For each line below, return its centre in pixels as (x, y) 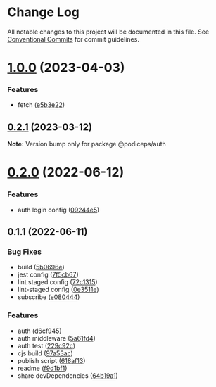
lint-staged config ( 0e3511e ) (58, 290)
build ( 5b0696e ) (41, 267)
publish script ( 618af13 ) (51, 360)
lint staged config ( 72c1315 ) (57, 282)
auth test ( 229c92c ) (46, 345)
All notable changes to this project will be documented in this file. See (108, 32)
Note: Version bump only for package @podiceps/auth (87, 144)
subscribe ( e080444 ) (49, 297)
